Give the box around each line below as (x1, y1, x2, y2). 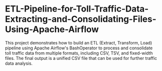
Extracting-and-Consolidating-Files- (5, 14, 157, 25)
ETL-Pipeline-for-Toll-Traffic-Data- (5, 3, 149, 14)
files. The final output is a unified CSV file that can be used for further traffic (5, 55, 158, 61)
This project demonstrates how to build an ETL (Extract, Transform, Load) (5, 40, 152, 45)
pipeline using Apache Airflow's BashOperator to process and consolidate (5, 45, 153, 51)
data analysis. (5, 60, 33, 66)
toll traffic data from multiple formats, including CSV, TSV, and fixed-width (5, 50, 153, 56)
